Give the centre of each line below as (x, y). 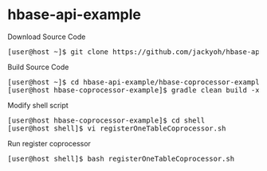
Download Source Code (47, 37)
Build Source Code (38, 67)
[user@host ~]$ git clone (58, 52)
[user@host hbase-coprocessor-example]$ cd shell (106, 120)
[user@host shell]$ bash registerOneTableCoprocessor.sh (121, 158)
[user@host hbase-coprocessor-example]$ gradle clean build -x (133, 90)
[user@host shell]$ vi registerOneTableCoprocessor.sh (117, 128)
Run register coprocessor (49, 143)
